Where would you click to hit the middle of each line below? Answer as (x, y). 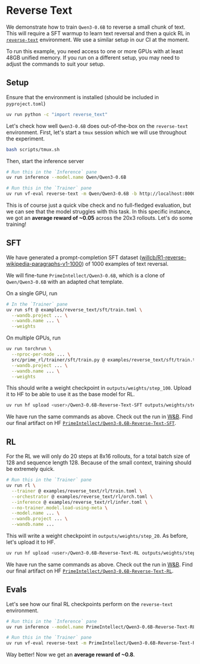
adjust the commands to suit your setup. (56, 64)
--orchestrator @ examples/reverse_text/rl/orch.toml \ (82, 497)
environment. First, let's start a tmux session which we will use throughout (96, 132)
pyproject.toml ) (26, 103)
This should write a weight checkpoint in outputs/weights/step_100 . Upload (99, 388)
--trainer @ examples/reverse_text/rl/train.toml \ (77, 491)
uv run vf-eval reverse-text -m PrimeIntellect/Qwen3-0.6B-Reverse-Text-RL (102, 643)
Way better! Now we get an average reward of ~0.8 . (71, 654)
